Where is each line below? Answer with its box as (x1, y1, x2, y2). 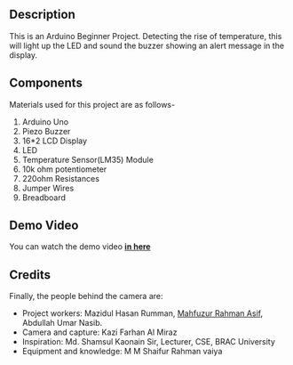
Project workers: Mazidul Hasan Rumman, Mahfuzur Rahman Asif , (21, 308, 264, 319)
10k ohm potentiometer (21, 164, 107, 174)
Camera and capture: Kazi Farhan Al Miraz (21, 327, 178, 337)
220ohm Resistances (21, 173, 100, 183)
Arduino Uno (21, 116, 69, 127)
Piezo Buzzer (21, 126, 71, 136)
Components (9, 76, 83, 91)
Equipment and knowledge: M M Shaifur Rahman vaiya (21, 346, 223, 357)
